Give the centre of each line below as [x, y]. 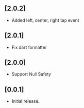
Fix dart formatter [29, 47]
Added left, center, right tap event [45, 20]
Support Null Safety [31, 74]
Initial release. [25, 101]
